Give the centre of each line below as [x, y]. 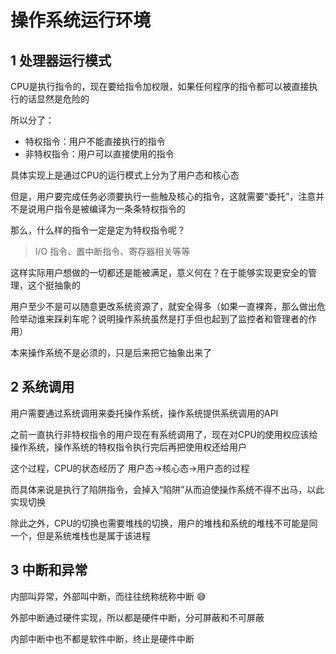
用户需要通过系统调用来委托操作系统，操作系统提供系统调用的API [144, 413]
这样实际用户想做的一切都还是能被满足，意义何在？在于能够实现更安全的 [159, 272]
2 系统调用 [42, 387]
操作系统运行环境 [81, 20]
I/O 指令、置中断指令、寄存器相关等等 [112, 251]
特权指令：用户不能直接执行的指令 [95, 141]
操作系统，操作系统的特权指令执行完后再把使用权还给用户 [128, 447]
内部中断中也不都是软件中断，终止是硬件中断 [102, 638]
